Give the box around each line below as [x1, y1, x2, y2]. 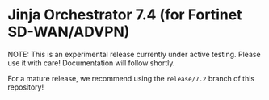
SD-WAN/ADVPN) [7, 23, 130, 41]
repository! [7, 82, 44, 92]
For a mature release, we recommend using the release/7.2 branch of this [7, 73, 255, 83]
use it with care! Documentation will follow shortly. [7, 58, 175, 68]
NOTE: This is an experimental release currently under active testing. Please [7, 49, 261, 59]
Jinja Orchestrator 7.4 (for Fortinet [7, 6, 243, 24]
